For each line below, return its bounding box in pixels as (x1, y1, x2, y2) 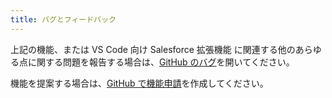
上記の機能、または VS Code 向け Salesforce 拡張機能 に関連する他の (10, 43, 296, 55)
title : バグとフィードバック (10, 14, 117, 25)
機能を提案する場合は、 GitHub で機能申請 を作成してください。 (10, 77, 269, 89)
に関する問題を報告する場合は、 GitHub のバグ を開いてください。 (27, 56, 295, 68)
